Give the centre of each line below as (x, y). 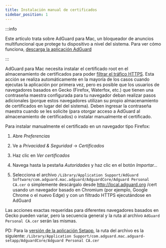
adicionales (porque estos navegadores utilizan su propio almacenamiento (82, 100)
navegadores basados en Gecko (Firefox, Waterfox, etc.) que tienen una (79, 90)
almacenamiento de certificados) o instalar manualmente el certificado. (78, 116)
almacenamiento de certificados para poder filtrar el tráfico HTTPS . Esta (80, 74)
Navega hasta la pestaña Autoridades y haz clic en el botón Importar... (85, 165)
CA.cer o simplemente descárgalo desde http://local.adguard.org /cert (84, 184)
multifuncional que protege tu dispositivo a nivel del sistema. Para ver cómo (83, 44)
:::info (11, 29)
